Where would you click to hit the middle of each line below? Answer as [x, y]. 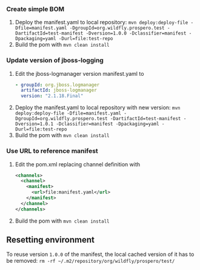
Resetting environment [51, 240]
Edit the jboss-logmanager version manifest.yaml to [79, 73]
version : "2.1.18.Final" [52, 96]
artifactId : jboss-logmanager [59, 90]
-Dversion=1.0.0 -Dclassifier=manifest [136, 33]
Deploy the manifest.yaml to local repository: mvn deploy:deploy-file [102, 22]
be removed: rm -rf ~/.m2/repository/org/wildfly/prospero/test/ [91, 261]
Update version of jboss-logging [55, 61]
